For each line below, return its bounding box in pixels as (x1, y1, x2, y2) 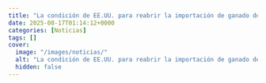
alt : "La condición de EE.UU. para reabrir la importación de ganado (15, 56, 249, 64)
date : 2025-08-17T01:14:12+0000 (8, 19, 115, 27)
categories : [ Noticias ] (8, 26, 87, 34)
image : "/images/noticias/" (15, 48, 108, 56)
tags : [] (8, 33, 37, 42)
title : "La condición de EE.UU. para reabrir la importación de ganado (8, 11, 249, 20)
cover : (8, 41, 30, 49)
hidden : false (15, 63, 62, 71)
